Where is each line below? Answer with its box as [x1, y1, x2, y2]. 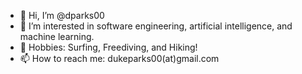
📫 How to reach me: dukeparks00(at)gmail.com [19, 53, 220, 64]
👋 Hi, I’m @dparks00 [19, 10, 105, 21]
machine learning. [19, 31, 95, 42]
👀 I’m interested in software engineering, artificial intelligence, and [19, 20, 293, 32]
